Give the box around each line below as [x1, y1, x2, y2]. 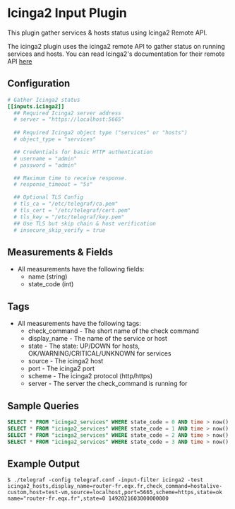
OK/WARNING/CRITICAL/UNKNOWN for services [28, 349, 171, 358]
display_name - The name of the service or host [28, 334, 168, 343]
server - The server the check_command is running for [28, 380, 188, 388]
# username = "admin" [13, 155, 78, 162]
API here [7, 57, 32, 65]
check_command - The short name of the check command [28, 327, 200, 335]
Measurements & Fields [7, 246, 114, 258]
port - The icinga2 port [28, 364, 95, 373]
